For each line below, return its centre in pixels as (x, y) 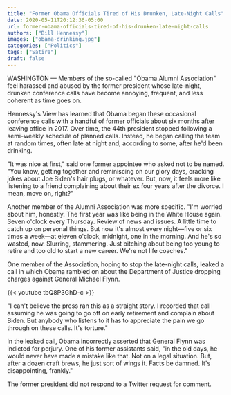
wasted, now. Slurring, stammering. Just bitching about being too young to (113, 244)
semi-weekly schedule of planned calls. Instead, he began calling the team (114, 136)
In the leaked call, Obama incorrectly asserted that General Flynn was (107, 341)
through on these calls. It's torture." (58, 328)
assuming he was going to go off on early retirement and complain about (111, 313)
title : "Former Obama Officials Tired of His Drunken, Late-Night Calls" (116, 13)
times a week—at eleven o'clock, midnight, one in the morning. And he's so (114, 236)
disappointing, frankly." (40, 370)
